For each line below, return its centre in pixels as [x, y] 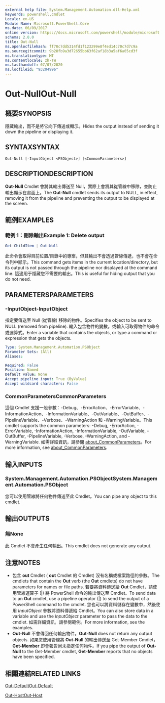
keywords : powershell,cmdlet [35, 14]
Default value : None [26, 374]
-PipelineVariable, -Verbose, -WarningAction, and [77, 436]
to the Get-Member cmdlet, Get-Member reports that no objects [87, 652]
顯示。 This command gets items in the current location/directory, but [88, 262]
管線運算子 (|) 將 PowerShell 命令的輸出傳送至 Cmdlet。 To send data [86, 593]
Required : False [22, 365]
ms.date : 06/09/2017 [26, 28]
